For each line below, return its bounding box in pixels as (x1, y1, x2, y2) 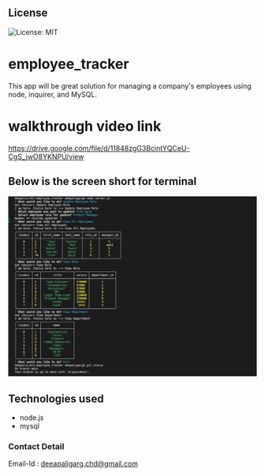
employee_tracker (8, 55, 129, 73)
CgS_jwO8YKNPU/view (8, 152, 84, 161)
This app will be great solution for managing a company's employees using (8, 81, 252, 90)
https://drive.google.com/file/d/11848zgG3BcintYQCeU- (8, 143, 190, 153)
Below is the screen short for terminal (8, 175, 197, 188)
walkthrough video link (8, 117, 162, 135)
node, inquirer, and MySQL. (8, 89, 97, 99)
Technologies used (8, 391, 104, 406)
